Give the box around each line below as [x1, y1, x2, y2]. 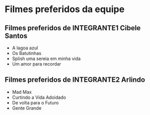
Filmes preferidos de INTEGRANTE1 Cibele [5, 24, 141, 32]
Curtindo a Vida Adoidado [12, 94, 66, 100]
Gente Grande [12, 105, 41, 111]
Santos [5, 31, 28, 40]
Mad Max [12, 89, 32, 95]
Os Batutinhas [12, 50, 41, 56]
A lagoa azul [12, 45, 38, 51]
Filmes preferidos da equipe [5, 4, 125, 15]
